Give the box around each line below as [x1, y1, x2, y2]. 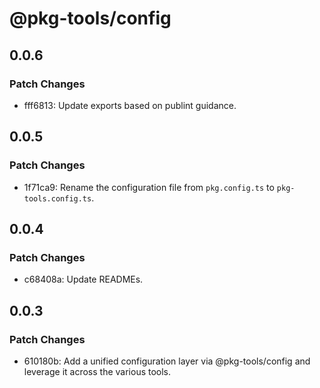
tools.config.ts [23, 193, 92, 204]
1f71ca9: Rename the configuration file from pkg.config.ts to [23, 181, 275, 193]
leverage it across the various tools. [23, 365, 172, 377]
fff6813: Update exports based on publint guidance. [23, 99, 237, 111]
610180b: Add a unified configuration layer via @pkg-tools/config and [23, 355, 311, 367]
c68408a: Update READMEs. [23, 273, 144, 286]
